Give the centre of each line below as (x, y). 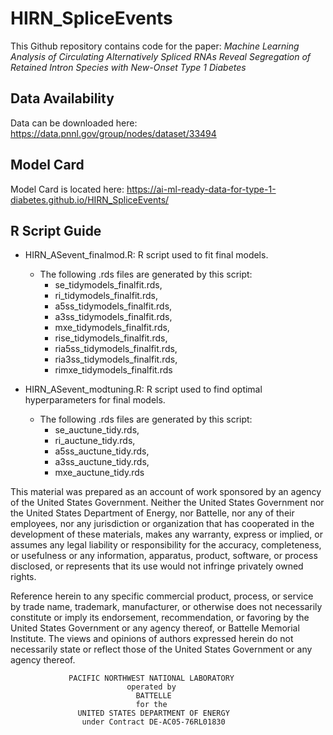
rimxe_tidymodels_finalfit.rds (113, 370)
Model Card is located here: (67, 189)
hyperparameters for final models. (95, 400)
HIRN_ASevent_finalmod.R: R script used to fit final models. (146, 255)
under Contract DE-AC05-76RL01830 (153, 722)
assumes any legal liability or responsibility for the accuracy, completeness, (166, 545)
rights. (23, 577)
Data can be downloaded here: (74, 123)
